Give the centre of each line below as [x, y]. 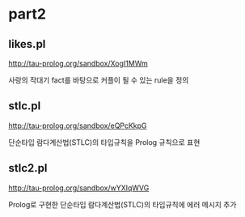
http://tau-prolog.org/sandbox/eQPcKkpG [78, 126]
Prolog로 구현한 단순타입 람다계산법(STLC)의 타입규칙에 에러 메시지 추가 [122, 204]
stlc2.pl [28, 168]
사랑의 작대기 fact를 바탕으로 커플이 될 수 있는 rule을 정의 [99, 80]
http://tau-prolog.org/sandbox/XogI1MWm [78, 63]
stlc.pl [25, 106]
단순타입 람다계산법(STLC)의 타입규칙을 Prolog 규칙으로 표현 [104, 142]
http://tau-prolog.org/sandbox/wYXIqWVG [79, 188]
